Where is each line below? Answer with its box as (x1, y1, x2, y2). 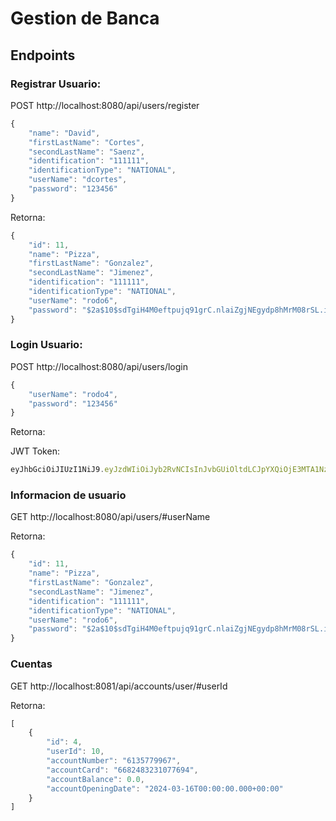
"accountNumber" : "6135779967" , (46, 756, 182, 766)
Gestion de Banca (10, 7, 160, 30)
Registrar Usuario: (10, 77, 102, 91)
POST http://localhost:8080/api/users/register (10, 99, 200, 111)
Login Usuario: (10, 338, 83, 352)
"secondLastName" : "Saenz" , (28, 147, 145, 157)
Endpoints (10, 47, 76, 64)
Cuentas (10, 657, 53, 671)
